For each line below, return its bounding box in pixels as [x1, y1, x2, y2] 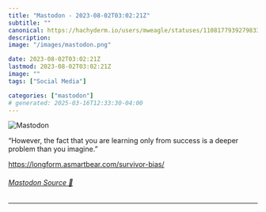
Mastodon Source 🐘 [8, 177, 74, 187]
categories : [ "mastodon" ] [8, 92, 93, 100]
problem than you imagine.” [8, 144, 98, 154]
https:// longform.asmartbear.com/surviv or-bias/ [8, 160, 165, 169]
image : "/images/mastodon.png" [8, 41, 112, 49]
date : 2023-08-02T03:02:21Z [8, 55, 101, 63]
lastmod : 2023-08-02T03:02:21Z [8, 62, 112, 71]
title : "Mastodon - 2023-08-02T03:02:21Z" [8, 11, 150, 20]
